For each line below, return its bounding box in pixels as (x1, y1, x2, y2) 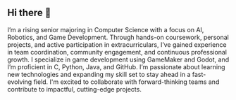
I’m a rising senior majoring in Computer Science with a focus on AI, (7, 25, 204, 34)
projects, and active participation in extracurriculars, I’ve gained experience (7, 40, 227, 49)
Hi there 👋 (7, 7, 51, 19)
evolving (7, 78, 32, 86)
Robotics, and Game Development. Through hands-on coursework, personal (7, 33, 229, 41)
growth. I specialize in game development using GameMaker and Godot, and (7, 55, 230, 64)
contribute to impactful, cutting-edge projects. (7, 85, 142, 93)
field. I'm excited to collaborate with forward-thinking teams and (33, 78, 220, 86)
